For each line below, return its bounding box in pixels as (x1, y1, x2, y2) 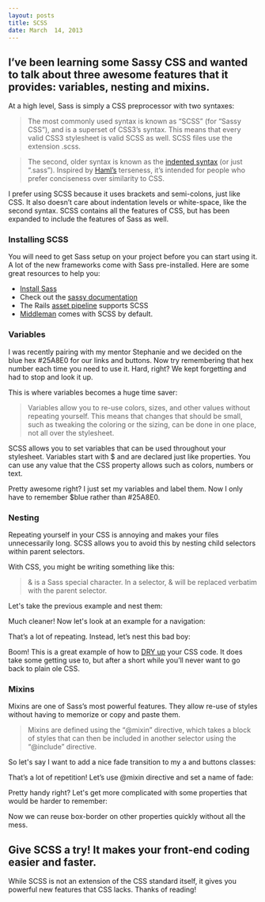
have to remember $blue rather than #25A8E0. (8, 492, 161, 502)
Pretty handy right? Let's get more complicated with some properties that (8, 788, 248, 798)
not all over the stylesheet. (27, 428, 115, 437)
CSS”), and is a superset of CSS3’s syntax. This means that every (27, 125, 241, 134)
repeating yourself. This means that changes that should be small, (27, 411, 243, 421)
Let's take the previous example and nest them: (8, 602, 163, 611)
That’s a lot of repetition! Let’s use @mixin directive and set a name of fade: (8, 772, 254, 783)
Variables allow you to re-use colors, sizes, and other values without (27, 402, 251, 412)
